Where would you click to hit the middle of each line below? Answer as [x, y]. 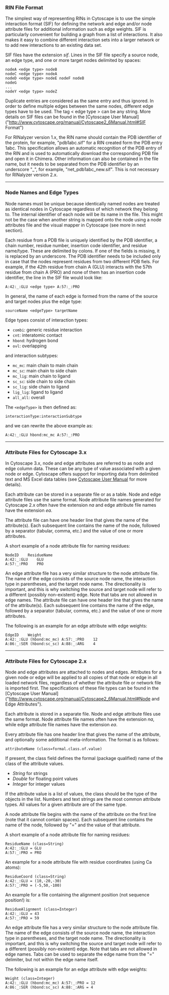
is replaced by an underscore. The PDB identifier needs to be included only [83, 256]
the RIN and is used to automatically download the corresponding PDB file [82, 154]
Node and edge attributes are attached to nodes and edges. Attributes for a [83, 672]
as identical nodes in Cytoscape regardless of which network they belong [81, 209]
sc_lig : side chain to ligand [41, 387]
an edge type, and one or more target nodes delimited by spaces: [73, 60]
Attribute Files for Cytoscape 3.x [46, 452]
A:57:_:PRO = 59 [22, 918]
